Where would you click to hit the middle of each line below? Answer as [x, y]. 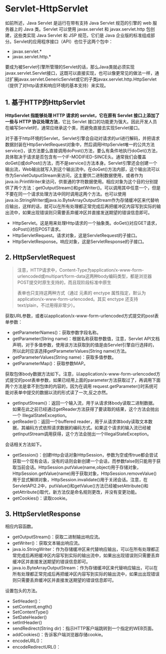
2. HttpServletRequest [40, 257]
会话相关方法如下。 [25, 444]
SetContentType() [30, 612]
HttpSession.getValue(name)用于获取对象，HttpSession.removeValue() [84, 473]
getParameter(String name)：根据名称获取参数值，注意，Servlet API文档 [86, 338]
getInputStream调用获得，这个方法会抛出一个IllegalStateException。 [82, 434]
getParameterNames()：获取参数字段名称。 [57, 332]
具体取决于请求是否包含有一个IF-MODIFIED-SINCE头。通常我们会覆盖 [76, 157]
